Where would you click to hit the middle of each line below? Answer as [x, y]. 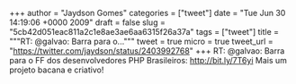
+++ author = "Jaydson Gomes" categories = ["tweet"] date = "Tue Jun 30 [148, 13]
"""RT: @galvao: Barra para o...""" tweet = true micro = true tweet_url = [141, 41]
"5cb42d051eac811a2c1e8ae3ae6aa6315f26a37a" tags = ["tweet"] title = [144, 32]
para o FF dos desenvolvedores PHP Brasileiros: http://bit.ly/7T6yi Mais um [148, 60]
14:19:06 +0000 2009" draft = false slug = [88, 22]
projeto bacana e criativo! [57, 70]
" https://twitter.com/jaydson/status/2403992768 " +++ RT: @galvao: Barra [147, 51]
